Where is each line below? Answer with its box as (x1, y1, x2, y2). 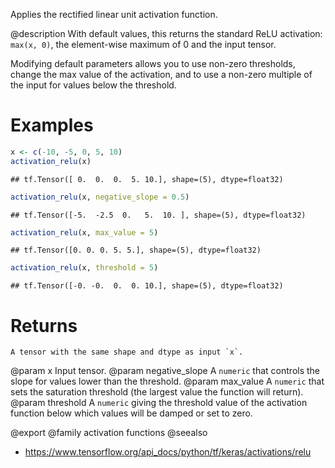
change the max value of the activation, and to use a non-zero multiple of (10, 69, 313, 80)
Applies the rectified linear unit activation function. (10, 9, 218, 20)
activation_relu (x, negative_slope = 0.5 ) (10, 192, 190, 202)
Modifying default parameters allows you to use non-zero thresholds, (10, 58, 296, 69)
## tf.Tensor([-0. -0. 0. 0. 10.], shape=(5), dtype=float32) (10, 281, 284, 291)
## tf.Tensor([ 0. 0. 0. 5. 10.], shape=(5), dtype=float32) (10, 174, 284, 184)
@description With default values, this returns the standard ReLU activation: (10, 28, 323, 39)
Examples (10, 114, 94, 137)
